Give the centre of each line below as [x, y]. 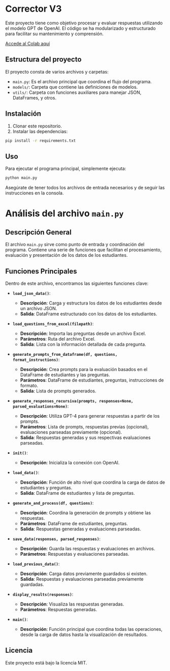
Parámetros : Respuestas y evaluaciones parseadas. [75, 554]
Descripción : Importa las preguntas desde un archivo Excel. [83, 333]
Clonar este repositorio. [37, 126]
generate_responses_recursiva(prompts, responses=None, [73, 401]
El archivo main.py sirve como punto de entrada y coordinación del [75, 245]
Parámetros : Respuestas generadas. [59, 609]
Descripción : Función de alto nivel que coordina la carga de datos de [93, 482]
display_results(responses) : [43, 594]
